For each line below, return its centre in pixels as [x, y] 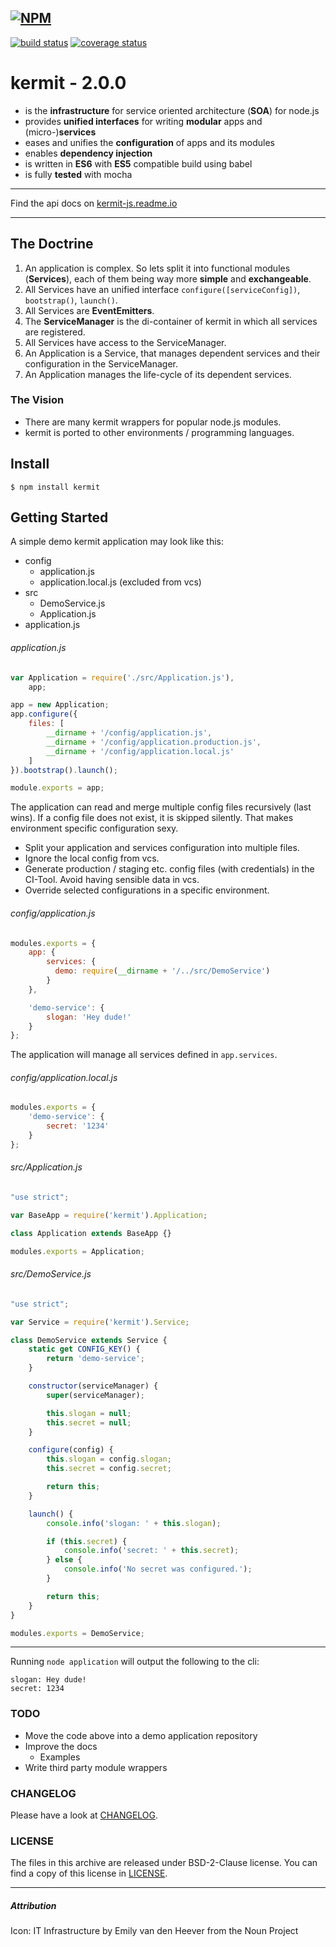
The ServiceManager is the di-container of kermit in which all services [171, 321]
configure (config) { [71, 1450]
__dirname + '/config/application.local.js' [140, 751]
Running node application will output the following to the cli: [135, 1662]
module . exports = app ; [57, 788]
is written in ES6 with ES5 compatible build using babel [138, 163]
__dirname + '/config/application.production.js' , [154, 742]
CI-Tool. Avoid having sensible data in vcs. [112, 880]
